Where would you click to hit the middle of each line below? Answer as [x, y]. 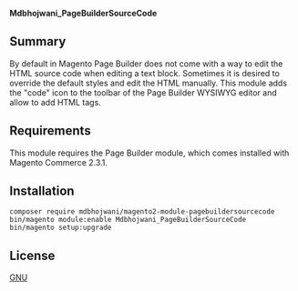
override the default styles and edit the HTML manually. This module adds [149, 83]
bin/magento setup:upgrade [61, 228]
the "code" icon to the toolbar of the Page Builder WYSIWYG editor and [144, 92]
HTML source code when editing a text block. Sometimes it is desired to [144, 73]
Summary [38, 41]
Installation [42, 191]
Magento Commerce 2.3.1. [58, 162]
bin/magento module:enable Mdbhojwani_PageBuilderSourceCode [128, 220]
